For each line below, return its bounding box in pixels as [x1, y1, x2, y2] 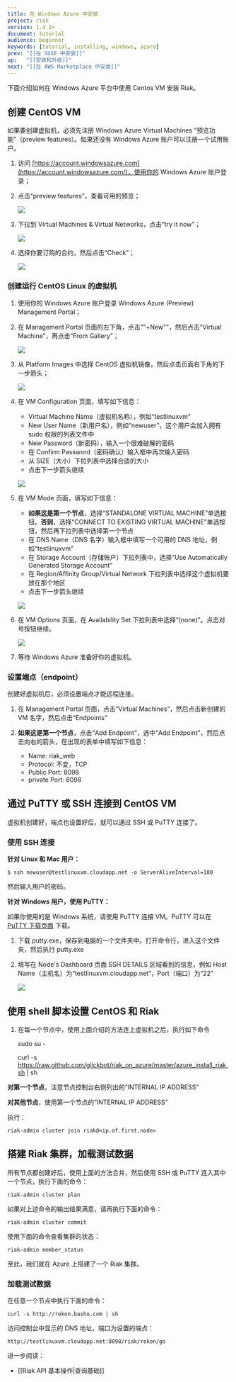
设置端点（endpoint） [7, 672, 83, 682]
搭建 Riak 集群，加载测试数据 [7, 1148, 134, 1160]
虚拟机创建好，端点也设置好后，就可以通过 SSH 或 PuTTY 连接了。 [7, 818, 201, 826]
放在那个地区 [28, 578, 66, 587]
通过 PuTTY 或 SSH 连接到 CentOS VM [7, 798, 177, 810]
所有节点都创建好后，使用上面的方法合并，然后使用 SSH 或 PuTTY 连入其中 [7, 1168, 226, 1176]
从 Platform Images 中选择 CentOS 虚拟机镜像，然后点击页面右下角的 [17, 359, 219, 369]
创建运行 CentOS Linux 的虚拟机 [7, 281, 117, 291]
